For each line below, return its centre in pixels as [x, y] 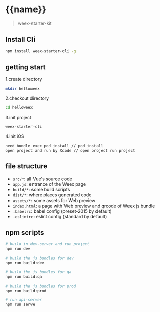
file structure [26, 166]
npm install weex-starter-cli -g [41, 51]
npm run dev [18, 249]
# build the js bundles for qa [38, 272]
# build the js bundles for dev [39, 258]
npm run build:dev [25, 263]
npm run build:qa [24, 277]
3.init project [19, 118]
